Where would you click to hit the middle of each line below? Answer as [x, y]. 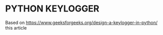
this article [16, 27]
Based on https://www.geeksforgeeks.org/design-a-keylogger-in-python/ [81, 22]
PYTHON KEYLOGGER [52, 9]
